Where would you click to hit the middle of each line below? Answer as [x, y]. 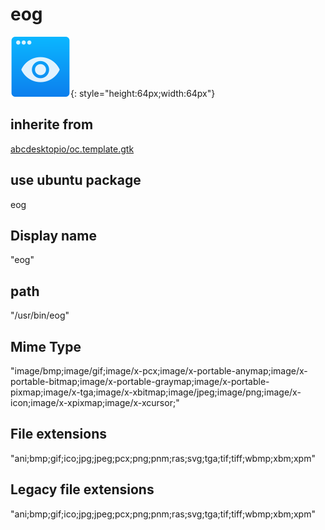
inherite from [52, 124]
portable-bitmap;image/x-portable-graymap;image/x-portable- [140, 381]
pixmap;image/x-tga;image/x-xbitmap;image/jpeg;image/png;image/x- [156, 392]
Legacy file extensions [82, 489]
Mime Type [46, 346]
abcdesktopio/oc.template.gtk [72, 149]
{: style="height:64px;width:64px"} [143, 93]
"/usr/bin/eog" [40, 315]
